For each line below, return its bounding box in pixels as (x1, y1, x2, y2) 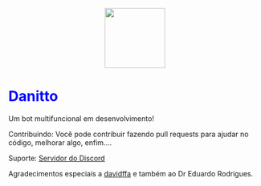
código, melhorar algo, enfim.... (8, 137, 112, 148)
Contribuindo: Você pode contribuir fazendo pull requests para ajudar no (8, 129, 249, 139)
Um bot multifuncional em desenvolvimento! (8, 113, 155, 123)
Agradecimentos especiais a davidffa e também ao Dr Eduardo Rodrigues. (8, 168, 254, 178)
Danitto (8, 87, 59, 106)
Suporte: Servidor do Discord (8, 153, 106, 163)
